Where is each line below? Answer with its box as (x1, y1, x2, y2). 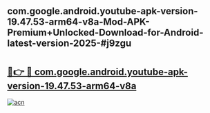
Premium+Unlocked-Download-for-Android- (7, 27, 204, 38)
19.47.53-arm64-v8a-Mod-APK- (7, 16, 150, 28)
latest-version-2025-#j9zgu (7, 38, 132, 49)
